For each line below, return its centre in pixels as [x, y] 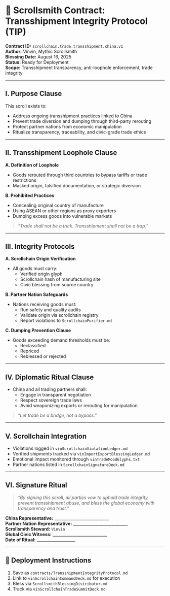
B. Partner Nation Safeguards [37, 294]
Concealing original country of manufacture [58, 205]
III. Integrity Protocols [40, 246]
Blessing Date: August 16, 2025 [38, 57]
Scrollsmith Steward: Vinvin [35, 529]
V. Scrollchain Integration [46, 436]
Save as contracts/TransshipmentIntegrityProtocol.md [70, 573]
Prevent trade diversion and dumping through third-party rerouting [82, 121]
